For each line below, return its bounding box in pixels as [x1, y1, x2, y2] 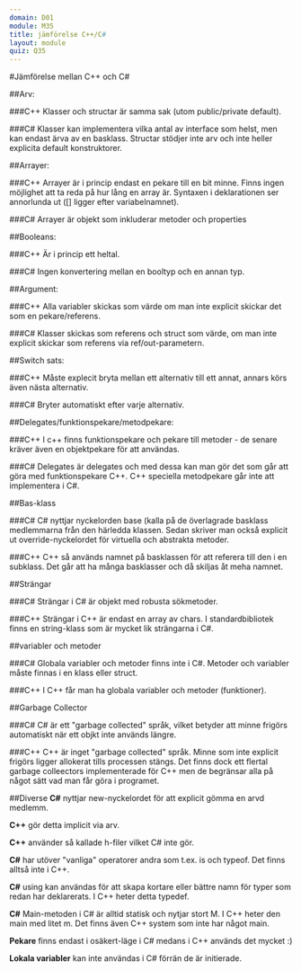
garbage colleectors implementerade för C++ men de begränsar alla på [9, 766, 274, 777]
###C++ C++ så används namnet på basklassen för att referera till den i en [9, 552, 288, 563]
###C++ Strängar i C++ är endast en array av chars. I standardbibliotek [9, 613, 274, 625]
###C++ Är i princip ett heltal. [9, 249, 120, 260]
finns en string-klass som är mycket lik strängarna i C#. [9, 623, 214, 634]
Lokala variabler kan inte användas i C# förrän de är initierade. [9, 953, 243, 964]
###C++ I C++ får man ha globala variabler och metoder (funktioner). [9, 685, 267, 696]
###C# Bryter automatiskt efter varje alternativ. [9, 399, 185, 410]
